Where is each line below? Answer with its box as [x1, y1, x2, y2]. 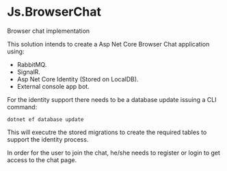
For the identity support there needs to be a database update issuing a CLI [7, 95, 217, 103]
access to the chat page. [7, 155, 77, 164]
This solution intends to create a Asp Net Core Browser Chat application [7, 40, 210, 48]
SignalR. [16, 68, 41, 76]
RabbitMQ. [16, 60, 47, 68]
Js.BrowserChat [7, 4, 101, 20]
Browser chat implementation [7, 27, 90, 35]
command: [7, 103, 38, 111]
